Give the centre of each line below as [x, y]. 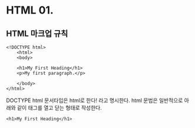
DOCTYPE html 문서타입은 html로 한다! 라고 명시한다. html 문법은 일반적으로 [95, 100]
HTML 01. [30, 10]
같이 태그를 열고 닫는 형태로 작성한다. [59, 108]
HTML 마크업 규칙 [37, 33]
